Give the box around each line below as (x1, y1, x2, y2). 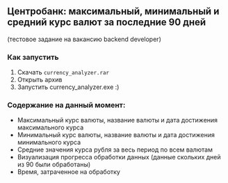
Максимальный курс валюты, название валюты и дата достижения (17, 116, 218, 125)
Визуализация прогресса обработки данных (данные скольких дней (17, 153, 221, 161)
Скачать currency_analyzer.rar (17, 68, 110, 77)
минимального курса (17, 138, 81, 147)
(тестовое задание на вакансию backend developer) (7, 35, 161, 43)
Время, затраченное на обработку (17, 168, 120, 176)
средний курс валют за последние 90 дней (7, 17, 206, 29)
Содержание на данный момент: (7, 100, 126, 110)
